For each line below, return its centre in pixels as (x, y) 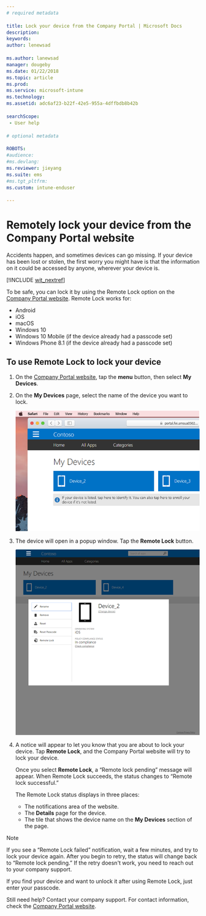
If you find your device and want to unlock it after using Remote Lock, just (100, 881)
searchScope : (23, 116)
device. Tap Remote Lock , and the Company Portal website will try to (103, 751)
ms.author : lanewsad (33, 58)
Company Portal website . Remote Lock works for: (69, 299)
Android (25, 310)
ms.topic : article (30, 78)
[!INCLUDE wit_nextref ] (36, 280)
